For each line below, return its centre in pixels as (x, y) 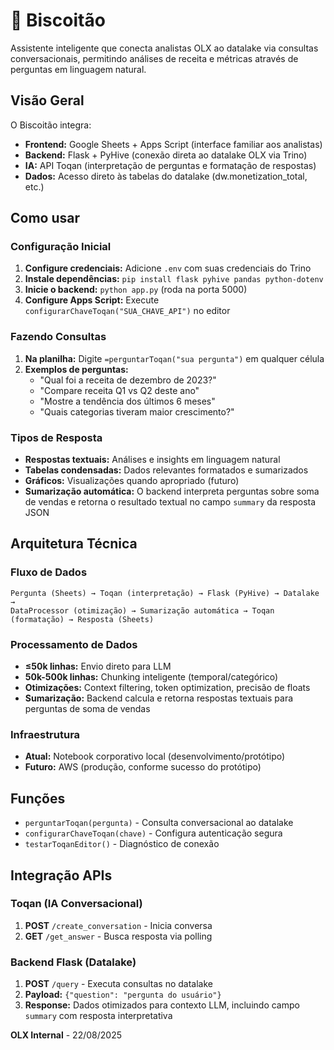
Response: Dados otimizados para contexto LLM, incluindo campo (162, 1005)
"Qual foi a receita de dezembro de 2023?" (128, 380)
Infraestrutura (45, 734)
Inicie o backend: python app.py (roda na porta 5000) (136, 290)
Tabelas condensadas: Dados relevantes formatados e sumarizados (166, 470)
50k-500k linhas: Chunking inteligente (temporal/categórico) (151, 677)
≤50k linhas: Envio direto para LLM (98, 666)
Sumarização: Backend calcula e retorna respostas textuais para (159, 698)
